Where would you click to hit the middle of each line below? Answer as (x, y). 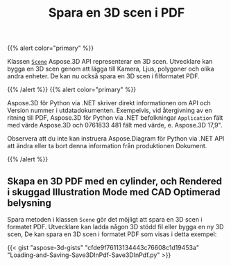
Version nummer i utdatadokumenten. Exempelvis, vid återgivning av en (110, 110)
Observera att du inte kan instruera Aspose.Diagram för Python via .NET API (116, 139)
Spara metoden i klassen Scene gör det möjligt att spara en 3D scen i (105, 219)
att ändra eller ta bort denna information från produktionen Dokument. (107, 146)
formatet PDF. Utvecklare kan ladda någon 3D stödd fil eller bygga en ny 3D (115, 227)
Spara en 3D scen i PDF (117, 13)
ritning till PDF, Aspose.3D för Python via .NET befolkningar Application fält (115, 118)
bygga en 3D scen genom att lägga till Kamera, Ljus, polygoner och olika (111, 69)
